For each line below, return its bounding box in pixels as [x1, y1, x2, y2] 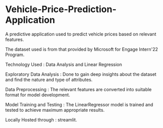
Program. [5, 52, 25, 58]
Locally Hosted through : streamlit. [5, 116, 77, 122]
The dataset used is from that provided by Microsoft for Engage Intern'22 [5, 46, 158, 52]
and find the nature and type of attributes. [5, 76, 93, 82]
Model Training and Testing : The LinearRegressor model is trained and [5, 101, 153, 107]
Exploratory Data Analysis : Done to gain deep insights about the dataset [5, 71, 157, 77]
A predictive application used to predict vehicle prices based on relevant [5, 31, 156, 37]
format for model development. [5, 92, 70, 98]
